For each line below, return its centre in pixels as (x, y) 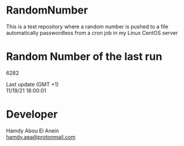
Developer (32, 115)
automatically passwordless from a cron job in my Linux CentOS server (92, 32)
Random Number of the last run (84, 57)
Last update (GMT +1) (32, 84)
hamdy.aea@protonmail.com (41, 137)
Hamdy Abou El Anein (33, 131)
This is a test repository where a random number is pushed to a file (87, 26)
